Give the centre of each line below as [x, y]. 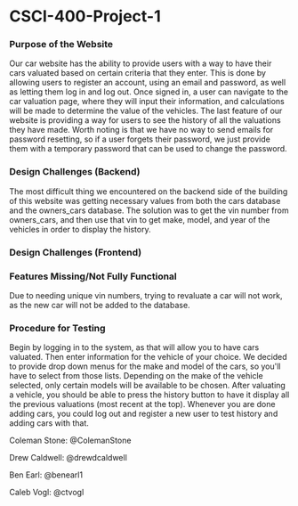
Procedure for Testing [57, 328]
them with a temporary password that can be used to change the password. [148, 149]
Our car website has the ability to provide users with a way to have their [141, 63]
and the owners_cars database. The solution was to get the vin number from [149, 210]
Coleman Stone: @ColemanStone [70, 441]
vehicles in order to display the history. [80, 229]
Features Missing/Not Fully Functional [93, 276]
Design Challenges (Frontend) [76, 252]
